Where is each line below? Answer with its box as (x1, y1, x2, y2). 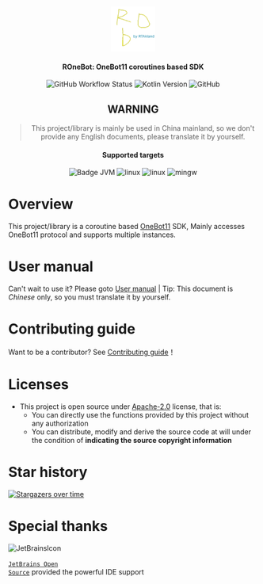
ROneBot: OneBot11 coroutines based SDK (62, 62, 204, 71)
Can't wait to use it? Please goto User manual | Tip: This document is (8, 284, 234, 294)
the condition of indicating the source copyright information (31, 435, 232, 445)
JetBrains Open (8, 560, 59, 568)
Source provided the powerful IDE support (8, 567, 144, 576)
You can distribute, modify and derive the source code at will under (31, 426, 252, 437)
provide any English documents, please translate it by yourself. (40, 132, 246, 142)
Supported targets (101, 150, 165, 159)
